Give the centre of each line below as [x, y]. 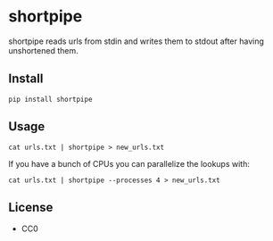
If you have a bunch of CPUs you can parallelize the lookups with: [129, 163]
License [31, 207]
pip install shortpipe [50, 99]
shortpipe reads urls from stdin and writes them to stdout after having [136, 41]
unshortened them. [43, 50]
